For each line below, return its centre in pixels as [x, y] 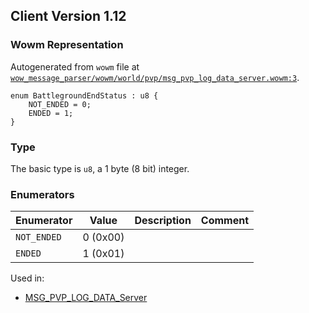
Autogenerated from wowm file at [75, 66]
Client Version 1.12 [68, 16]
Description [163, 221]
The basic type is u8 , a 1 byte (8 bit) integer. [100, 168]
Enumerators [42, 194]
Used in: [27, 278]
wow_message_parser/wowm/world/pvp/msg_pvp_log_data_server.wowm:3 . [155, 77]
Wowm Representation [67, 45]
